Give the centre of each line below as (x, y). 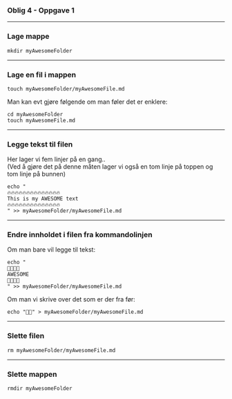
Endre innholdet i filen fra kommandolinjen (80, 235)
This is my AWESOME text (43, 199)
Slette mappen (32, 374)
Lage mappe (28, 37)
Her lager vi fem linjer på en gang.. (56, 159)
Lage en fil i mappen (42, 75)
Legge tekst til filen (40, 144)
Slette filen (26, 336)
